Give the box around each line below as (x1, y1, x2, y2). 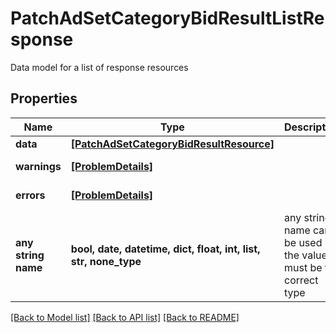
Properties (10, 90, 78, 107)
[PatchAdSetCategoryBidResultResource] (70, 137, 275, 151)
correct (283, 273, 319, 287)
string (15, 248, 45, 262)
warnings (15, 159, 62, 173)
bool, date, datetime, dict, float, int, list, (70, 242, 261, 256)
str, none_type (70, 254, 142, 268)
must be (283, 260, 323, 274)
